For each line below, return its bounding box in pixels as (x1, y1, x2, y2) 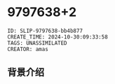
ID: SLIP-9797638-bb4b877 (7, 27, 83, 34)
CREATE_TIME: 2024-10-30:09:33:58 (7, 33, 109, 41)
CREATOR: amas (7, 45, 49, 52)
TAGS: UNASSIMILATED (7, 39, 68, 46)
